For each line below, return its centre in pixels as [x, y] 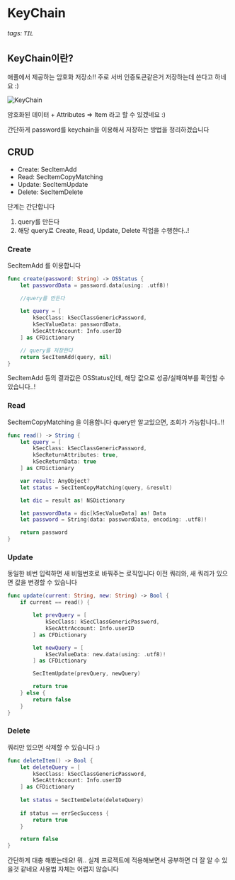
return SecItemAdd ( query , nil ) [66, 357]
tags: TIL [21, 33]
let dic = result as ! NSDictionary [73, 501]
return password [44, 532]
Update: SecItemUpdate [53, 184]
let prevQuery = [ [60, 615]
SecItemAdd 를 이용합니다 [44, 265]
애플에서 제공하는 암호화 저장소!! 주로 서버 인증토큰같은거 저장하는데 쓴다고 [110, 76]
